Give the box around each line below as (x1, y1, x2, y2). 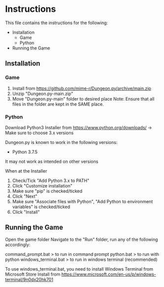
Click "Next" (12, 193, 38, 199)
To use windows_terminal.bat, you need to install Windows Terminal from (5, 266, 154, 272)
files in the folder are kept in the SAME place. (12, 101, 104, 107)
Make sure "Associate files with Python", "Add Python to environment (12, 198, 153, 204)
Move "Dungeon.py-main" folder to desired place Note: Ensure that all (12, 96, 155, 102)
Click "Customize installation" (12, 182, 73, 188)
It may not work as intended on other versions (5, 158, 98, 164)
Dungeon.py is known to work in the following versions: (5, 139, 118, 145)
